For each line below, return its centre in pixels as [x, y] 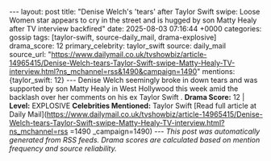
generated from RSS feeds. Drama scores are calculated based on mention [135, 140]
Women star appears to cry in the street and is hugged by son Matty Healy [133, 20]
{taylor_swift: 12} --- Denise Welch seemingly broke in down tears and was [133, 80]
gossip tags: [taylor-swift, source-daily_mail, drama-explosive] [113, 37]
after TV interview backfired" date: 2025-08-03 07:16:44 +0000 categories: [135, 29]
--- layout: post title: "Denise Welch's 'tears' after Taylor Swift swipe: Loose [135, 12]
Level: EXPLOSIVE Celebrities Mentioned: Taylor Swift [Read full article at [133, 105]
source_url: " [30, 54]
